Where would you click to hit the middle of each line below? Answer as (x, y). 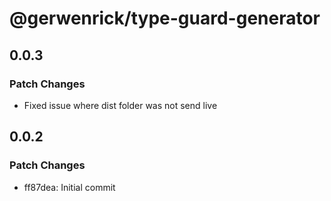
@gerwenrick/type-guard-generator (165, 18)
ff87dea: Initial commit (69, 187)
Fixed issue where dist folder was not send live (120, 105)
